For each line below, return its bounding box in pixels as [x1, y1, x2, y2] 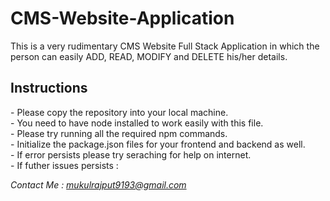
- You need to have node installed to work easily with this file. [10, 117, 264, 129]
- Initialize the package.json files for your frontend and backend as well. [10, 138, 306, 150]
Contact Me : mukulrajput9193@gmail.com [10, 178, 187, 191]
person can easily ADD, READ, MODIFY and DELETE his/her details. [10, 50, 288, 62]
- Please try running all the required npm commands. [10, 127, 228, 139]
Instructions [10, 80, 88, 97]
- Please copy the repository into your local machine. [10, 106, 229, 118]
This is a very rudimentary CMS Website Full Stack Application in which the [10, 40, 320, 52]
